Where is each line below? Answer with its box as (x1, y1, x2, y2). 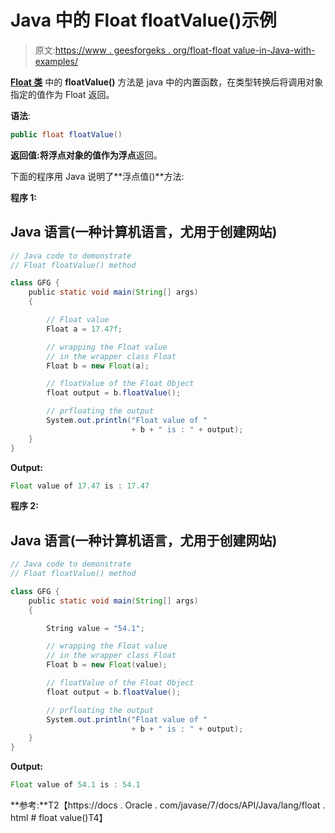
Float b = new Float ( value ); (46, 660, 168, 670)
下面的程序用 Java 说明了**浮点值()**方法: (10, 170, 185, 182)
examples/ (34, 55, 78, 67)
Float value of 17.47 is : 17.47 (10, 481, 150, 491)
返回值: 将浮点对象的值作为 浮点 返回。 (10, 149, 163, 161)
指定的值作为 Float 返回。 (10, 88, 115, 100)
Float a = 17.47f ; (46, 324, 123, 334)
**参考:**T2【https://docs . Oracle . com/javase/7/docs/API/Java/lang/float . (10, 799, 326, 811)
